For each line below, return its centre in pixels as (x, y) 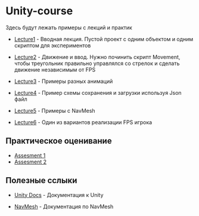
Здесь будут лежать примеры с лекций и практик (69, 27)
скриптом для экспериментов (52, 45)
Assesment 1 (30, 155)
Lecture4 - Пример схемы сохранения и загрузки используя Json (98, 92)
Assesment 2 (30, 162)
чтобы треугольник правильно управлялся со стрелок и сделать (97, 63)
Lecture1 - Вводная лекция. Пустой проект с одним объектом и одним (104, 39)
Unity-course (39, 11)
